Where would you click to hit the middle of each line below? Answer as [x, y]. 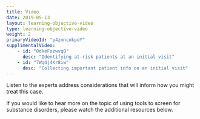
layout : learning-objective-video [50, 23]
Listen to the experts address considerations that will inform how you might [100, 85]
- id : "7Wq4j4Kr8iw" [43, 62]
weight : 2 [19, 34]
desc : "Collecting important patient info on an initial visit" [105, 68]
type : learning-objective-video [47, 29]
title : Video [23, 12]
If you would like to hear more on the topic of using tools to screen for [93, 103]
